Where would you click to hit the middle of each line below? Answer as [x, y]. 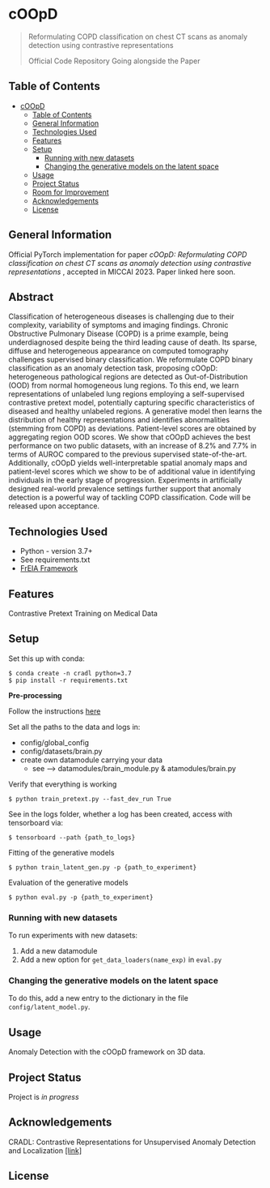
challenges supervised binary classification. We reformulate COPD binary [131, 360]
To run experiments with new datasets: [73, 935]
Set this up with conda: [46, 658]
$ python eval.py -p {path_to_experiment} [81, 897]
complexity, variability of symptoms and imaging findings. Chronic [118, 325]
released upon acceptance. [54, 506]
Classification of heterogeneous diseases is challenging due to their [121, 316]
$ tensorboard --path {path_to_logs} [72, 837]
